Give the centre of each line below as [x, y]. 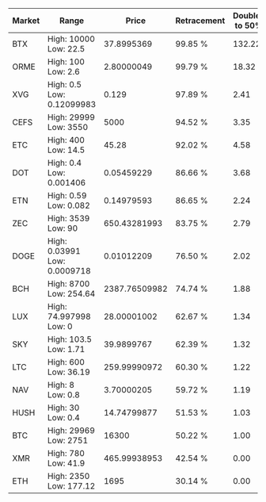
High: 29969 [71, 430]
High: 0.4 [64, 163]
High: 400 [66, 140]
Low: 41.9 [66, 463]
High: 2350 [68, 476]
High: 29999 [71, 117]
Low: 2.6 [64, 72]
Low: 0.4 [64, 418]
